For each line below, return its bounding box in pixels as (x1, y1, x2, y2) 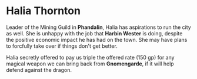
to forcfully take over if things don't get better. (6, 42, 118, 50)
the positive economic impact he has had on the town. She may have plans (6, 36, 188, 43)
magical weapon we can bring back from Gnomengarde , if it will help (6, 60, 175, 67)
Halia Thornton (6, 4, 81, 18)
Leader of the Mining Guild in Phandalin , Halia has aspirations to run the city (6, 24, 191, 31)
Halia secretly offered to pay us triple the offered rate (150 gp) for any (6, 54, 175, 61)
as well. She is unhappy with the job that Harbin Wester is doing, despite (6, 29, 183, 37)
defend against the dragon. (6, 66, 72, 73)
